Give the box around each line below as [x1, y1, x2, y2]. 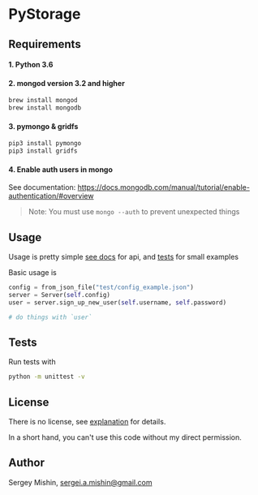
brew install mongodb [8, 104, 82, 112]
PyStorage [8, 5, 81, 24]
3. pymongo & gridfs [8, 121, 79, 131]
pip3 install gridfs [8, 147, 79, 155]
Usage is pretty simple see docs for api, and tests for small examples [8, 252, 239, 262]
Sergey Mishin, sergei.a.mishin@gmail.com [8, 477, 153, 487]
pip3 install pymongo [8, 140, 82, 148]
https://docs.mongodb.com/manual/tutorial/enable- [77, 183, 250, 192]
